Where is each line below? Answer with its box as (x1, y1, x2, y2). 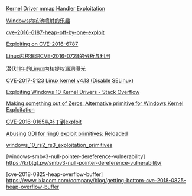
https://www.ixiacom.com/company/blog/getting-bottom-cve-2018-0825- (6, 177, 187, 184)
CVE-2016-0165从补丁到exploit (6, 118, 82, 125)
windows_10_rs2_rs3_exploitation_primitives (6, 142, 113, 148)
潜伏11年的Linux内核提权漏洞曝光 (6, 65, 86, 72)
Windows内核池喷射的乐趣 (6, 17, 71, 24)
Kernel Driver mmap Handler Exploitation (6, 5, 105, 12)
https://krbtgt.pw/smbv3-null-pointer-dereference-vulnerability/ (6, 159, 162, 166)
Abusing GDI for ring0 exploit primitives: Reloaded (6, 130, 128, 137)
